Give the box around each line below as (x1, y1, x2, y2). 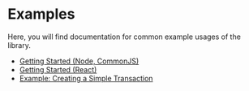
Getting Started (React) (19, 64, 97, 74)
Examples (7, 5, 75, 24)
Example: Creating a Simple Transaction (19, 73, 153, 83)
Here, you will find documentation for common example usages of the (7, 32, 241, 41)
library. (7, 40, 32, 50)
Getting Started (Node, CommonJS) (19, 56, 140, 66)
